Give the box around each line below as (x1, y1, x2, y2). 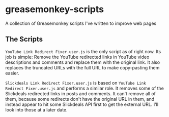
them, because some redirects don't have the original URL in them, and (5, 96, 155, 102)
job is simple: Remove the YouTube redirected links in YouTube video (5, 54, 150, 60)
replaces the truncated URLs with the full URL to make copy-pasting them (5, 64, 160, 70)
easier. (5, 70, 19, 76)
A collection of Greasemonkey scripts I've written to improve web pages (5, 20, 157, 26)
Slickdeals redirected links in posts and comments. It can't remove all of (5, 90, 156, 97)
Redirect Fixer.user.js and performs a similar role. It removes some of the (5, 85, 164, 91)
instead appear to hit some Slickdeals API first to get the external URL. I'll (5, 101, 159, 107)
